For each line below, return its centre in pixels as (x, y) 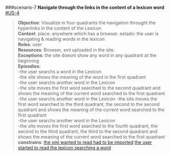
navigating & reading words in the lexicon (61, 39)
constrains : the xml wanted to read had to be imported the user (85, 142)
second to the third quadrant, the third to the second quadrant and (88, 131)
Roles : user (30, 44)
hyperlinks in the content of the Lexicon (59, 28)
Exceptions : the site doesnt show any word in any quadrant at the (87, 55)
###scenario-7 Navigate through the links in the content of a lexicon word (85, 7)
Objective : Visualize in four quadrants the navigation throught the (87, 23)
